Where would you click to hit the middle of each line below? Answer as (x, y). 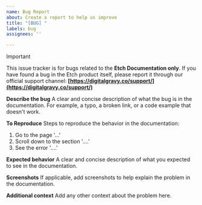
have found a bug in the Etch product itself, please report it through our (95, 75)
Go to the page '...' (38, 135)
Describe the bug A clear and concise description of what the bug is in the (99, 99)
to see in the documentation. (42, 166)
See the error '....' (36, 148)
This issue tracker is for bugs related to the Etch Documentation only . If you (101, 68)
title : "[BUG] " (27, 23)
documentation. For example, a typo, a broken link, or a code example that (99, 105)
